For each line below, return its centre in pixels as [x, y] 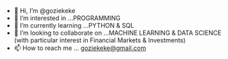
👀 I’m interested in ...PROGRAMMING [67, 18]
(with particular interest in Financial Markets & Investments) [100, 40]
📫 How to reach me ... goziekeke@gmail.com [80, 48]
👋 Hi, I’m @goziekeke [45, 11]
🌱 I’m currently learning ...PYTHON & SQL [74, 25]
